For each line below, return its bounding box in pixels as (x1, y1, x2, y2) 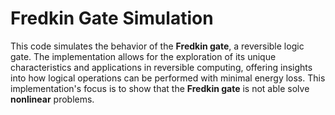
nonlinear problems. (10, 93, 95, 105)
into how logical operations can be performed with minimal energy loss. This (10, 72, 326, 84)
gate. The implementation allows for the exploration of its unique (10, 50, 277, 62)
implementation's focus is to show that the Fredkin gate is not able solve (10, 82, 310, 94)
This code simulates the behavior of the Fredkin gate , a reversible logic (10, 40, 305, 52)
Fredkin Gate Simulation (10, 7, 214, 30)
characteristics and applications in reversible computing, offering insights (10, 61, 313, 73)
